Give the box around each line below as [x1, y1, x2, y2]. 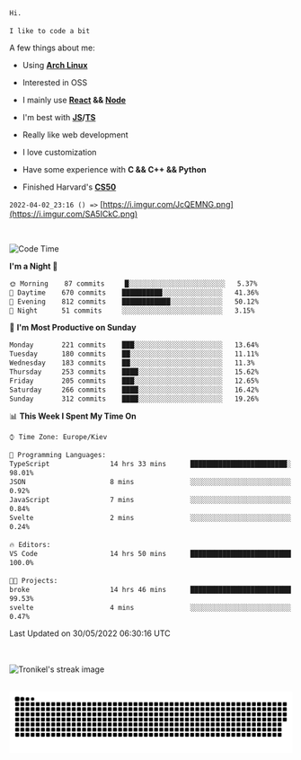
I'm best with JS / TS [22, 112, 96, 122]
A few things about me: [9, 42, 96, 53]
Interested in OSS [22, 77, 88, 88]
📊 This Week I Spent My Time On [9, 411, 137, 421]
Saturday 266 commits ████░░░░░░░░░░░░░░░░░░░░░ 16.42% [9, 385, 259, 394]
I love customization [22, 147, 97, 157]
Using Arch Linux [22, 60, 88, 70]
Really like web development [22, 129, 128, 140]
